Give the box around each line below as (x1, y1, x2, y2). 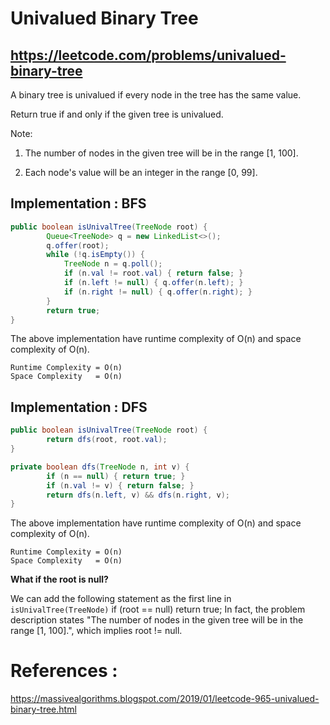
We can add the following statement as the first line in (10, 593, 232, 605)
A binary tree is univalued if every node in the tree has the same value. (10, 89, 302, 101)
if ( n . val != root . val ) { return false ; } (63, 268, 244, 279)
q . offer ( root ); (46, 240, 110, 251)
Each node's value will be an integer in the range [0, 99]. (24, 167, 258, 178)
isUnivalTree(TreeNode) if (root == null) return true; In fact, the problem (10, 603, 306, 616)
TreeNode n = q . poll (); (63, 259, 163, 269)
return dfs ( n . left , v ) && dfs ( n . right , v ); (46, 490, 231, 500)
